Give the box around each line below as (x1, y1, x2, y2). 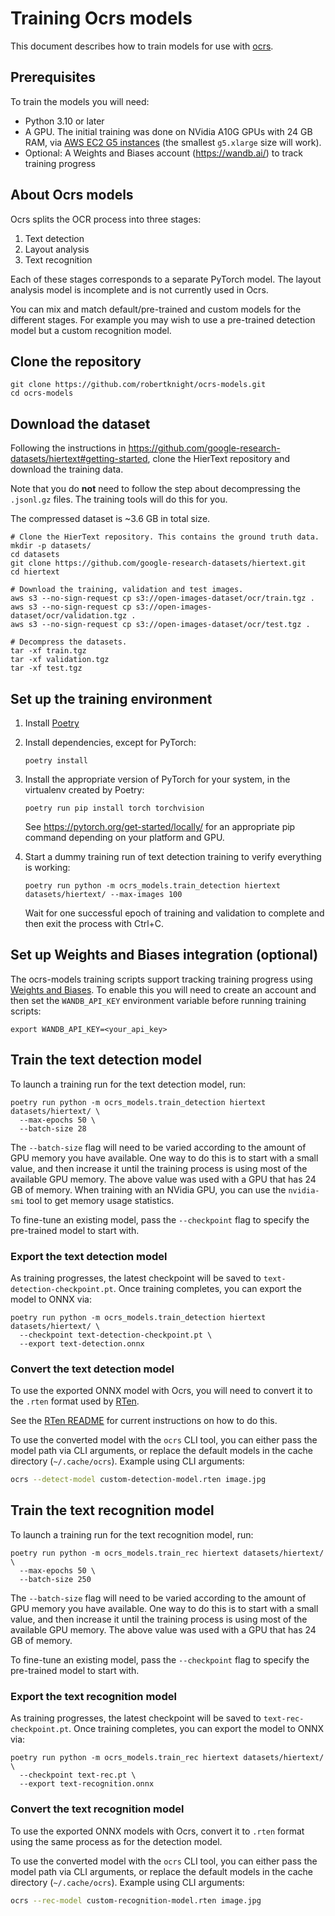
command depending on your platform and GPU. (24, 832, 225, 843)
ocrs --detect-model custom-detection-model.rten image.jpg (10, 1475, 267, 1485)
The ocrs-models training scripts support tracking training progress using (10, 973, 313, 985)
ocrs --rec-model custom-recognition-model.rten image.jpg (10, 1895, 262, 1906)
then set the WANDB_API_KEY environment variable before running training (10, 994, 307, 1006)
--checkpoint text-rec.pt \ (19, 1770, 137, 1781)
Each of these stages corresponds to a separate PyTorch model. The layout (10, 273, 322, 285)
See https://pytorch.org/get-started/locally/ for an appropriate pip (24, 821, 296, 832)
